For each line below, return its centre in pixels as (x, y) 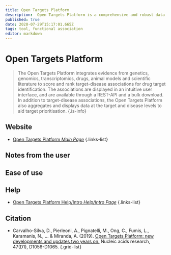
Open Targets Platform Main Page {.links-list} (60, 139)
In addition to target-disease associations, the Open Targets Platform (90, 100)
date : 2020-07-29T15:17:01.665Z (39, 24)
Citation (18, 218)
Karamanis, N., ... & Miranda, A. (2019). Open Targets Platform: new (83, 236)
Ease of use (24, 173)
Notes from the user (38, 155)
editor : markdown (24, 34)
